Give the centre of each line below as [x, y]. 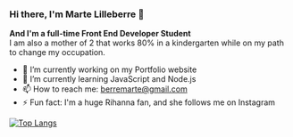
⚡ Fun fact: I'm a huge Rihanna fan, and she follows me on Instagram [148, 102]
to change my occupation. [57, 52]
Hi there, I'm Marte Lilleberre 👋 [77, 14]
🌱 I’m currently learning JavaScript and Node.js [109, 79]
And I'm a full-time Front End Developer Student [100, 34]
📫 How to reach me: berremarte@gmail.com [105, 89]
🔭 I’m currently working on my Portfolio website [109, 69]
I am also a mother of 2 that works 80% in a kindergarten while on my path [146, 43]
